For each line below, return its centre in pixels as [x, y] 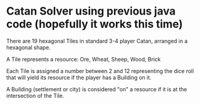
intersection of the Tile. [35, 95]
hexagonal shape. [28, 47]
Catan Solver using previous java [91, 11]
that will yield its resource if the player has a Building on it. [79, 77]
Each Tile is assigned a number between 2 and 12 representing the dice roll [100, 71]
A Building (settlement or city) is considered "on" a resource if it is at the [97, 89]
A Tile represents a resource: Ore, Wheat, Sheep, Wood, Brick [84, 59]
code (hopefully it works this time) [95, 24]
